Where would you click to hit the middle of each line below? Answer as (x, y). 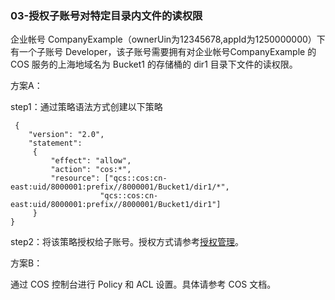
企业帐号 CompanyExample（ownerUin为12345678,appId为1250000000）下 (168, 39)
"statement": (55, 143)
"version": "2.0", (66, 135)
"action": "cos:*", (91, 170)
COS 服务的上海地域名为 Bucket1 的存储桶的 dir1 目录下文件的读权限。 (154, 64)
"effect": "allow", (91, 161)
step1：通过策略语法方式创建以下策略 (86, 107)
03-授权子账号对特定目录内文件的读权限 (106, 15)
